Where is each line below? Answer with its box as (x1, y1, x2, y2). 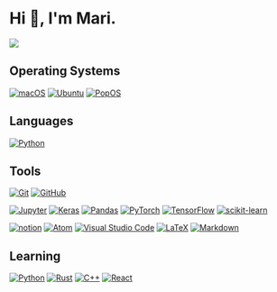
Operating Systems (9, 63, 121, 79)
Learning (9, 248, 61, 264)
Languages (9, 114, 74, 129)
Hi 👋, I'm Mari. (9, 8, 116, 29)
